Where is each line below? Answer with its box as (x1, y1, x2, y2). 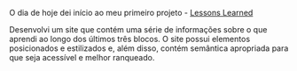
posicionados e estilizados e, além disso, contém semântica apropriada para (9, 43, 289, 53)
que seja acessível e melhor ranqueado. (9, 53, 155, 62)
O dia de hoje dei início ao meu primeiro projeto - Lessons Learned (9, 8, 254, 18)
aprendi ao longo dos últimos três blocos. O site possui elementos (9, 34, 251, 44)
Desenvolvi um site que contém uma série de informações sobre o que (9, 25, 268, 34)
